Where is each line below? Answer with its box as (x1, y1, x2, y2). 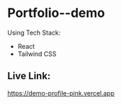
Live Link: (7, 70, 51, 82)
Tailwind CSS (17, 50, 57, 58)
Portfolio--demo (7, 5, 105, 21)
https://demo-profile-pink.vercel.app (7, 88, 115, 97)
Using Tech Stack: (7, 28, 61, 37)
